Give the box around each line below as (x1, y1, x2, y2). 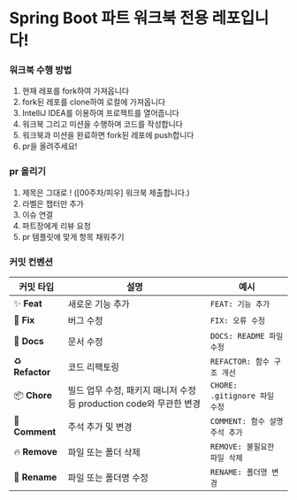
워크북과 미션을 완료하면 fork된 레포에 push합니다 (21, 130, 194, 141)
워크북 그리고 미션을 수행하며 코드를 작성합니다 (21, 119, 183, 129)
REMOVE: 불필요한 (209, 442, 275, 452)
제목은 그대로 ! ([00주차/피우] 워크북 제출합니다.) (21, 187, 190, 197)
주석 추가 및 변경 (67, 421, 133, 434)
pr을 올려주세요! (21, 141, 78, 151)
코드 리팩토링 (67, 361, 119, 373)
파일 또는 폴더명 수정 (67, 472, 148, 484)
